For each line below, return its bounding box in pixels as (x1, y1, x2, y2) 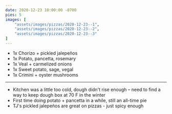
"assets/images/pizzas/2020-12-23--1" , (14, 21, 100, 27)
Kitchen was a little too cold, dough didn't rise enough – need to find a (12, 86, 161, 93)
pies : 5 (5, 12, 22, 17)
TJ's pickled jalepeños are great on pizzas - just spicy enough (12, 103, 144, 109)
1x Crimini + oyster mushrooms (12, 72, 78, 78)
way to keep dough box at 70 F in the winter (12, 92, 106, 98)
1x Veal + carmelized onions (12, 61, 72, 67)
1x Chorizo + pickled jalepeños (12, 50, 78, 56)
